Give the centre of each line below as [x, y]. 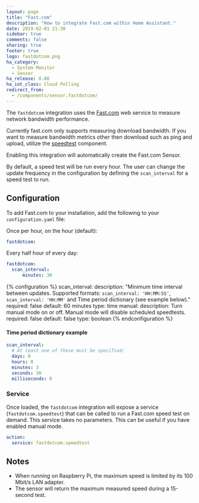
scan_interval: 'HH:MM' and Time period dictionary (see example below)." [98, 300]
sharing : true [24, 46]
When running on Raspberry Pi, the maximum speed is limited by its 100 [104, 476]
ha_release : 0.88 [28, 79]
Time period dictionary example [47, 332]
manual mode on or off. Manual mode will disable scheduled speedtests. [96, 312]
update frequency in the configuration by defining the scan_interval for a [97, 173]
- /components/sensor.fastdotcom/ [55, 95]
